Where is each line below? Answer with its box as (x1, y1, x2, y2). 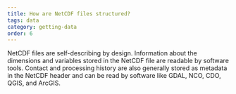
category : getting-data (7, 23, 77, 30)
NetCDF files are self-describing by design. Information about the (7, 49, 197, 58)
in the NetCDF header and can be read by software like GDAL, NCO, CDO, (7, 72, 221, 80)
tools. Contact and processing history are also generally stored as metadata (7, 64, 228, 72)
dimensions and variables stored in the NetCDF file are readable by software (7, 57, 229, 65)
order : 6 (7, 29, 33, 37)
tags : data (7, 17, 39, 24)
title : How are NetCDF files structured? (7, 10, 131, 18)
